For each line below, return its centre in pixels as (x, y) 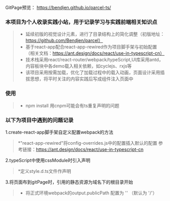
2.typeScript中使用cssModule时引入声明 (48, 160)
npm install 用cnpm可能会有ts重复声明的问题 (72, 105)
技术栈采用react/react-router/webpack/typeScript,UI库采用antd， (94, 60)
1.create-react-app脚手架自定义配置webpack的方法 (59, 132)
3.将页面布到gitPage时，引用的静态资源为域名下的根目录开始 (69, 182)
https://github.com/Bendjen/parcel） (64, 40)
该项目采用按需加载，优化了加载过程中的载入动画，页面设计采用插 (95, 73)
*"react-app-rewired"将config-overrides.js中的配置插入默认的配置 (88, 143)
